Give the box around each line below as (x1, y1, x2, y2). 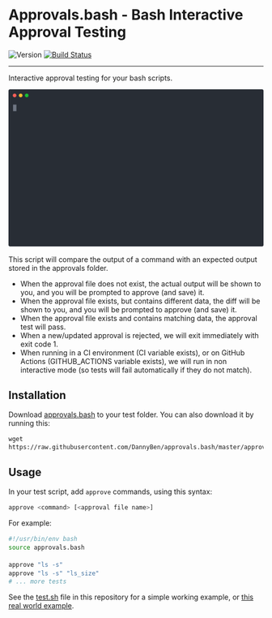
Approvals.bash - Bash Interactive (8, 6, 244, 24)
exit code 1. (19, 339, 58, 349)
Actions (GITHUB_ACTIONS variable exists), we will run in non (19, 356, 227, 366)
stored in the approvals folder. (8, 263, 108, 273)
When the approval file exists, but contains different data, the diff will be (19, 296, 261, 306)
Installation (8, 388, 66, 402)
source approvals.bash (8, 543, 85, 551)
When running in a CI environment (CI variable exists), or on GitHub (19, 347, 245, 358)
